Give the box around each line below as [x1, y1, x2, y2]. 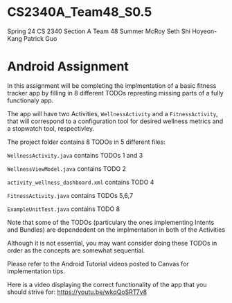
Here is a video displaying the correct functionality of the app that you [7, 280, 207, 288]
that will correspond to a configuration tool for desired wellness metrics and [7, 117, 224, 125]
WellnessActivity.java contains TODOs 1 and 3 [7, 151, 143, 159]
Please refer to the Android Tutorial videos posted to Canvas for [7, 259, 189, 268]
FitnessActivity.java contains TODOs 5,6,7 [7, 191, 134, 199]
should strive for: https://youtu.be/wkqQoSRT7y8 [7, 288, 148, 296]
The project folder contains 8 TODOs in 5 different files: [7, 138, 166, 146]
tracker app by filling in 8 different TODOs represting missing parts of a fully [7, 89, 224, 97]
